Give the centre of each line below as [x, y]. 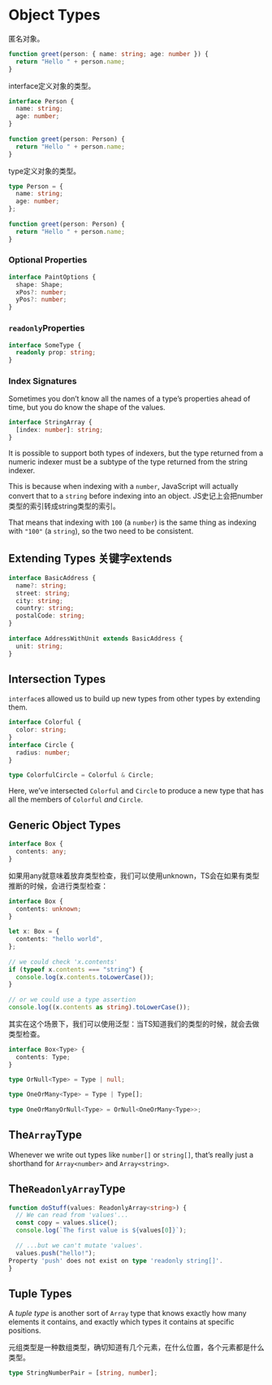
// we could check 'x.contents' [63, 962]
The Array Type [45, 1135]
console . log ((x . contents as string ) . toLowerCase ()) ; [99, 1008]
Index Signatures [43, 381]
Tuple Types [40, 1293]
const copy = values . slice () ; [67, 1223]
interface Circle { [41, 745]
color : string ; [41, 730]
